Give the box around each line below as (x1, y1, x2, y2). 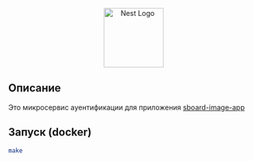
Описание (8, 82, 61, 95)
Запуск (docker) (8, 125, 92, 139)
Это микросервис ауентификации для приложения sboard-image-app (8, 102, 245, 112)
